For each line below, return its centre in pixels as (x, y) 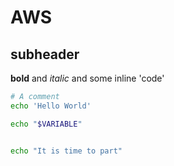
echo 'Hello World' (51, 106)
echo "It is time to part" (66, 151)
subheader (45, 54)
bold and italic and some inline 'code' (87, 78)
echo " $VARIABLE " (46, 124)
